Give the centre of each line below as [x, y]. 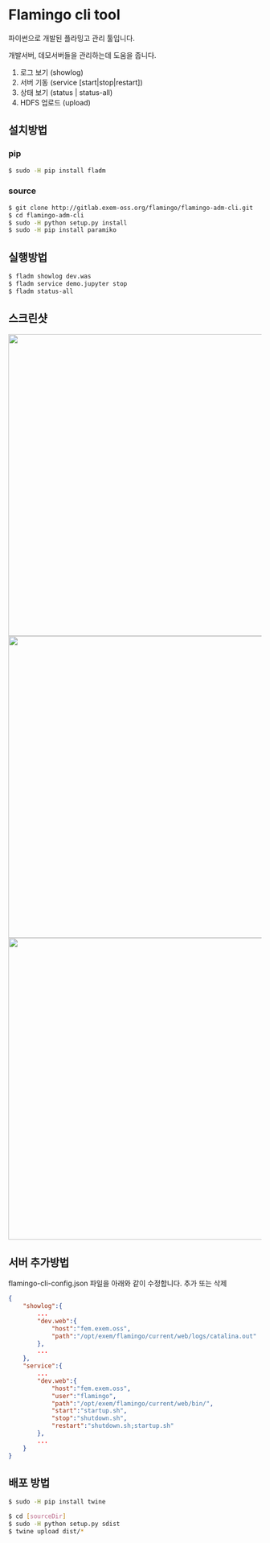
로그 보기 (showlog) [52, 72]
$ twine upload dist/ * [46, 1532]
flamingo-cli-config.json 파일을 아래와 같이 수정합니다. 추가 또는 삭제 [118, 1283]
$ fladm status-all [41, 291]
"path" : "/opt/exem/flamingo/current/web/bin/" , [133, 1403]
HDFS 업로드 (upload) [55, 102]
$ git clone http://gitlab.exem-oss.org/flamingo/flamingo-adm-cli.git [131, 208]
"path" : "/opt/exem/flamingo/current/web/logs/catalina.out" [154, 1336]
